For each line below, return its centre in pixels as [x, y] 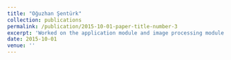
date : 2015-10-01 [32, 39]
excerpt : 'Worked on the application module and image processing [105, 33]
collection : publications [44, 20]
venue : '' [21, 46]
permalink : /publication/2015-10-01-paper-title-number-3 [92, 26]
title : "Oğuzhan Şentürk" [44, 13]
